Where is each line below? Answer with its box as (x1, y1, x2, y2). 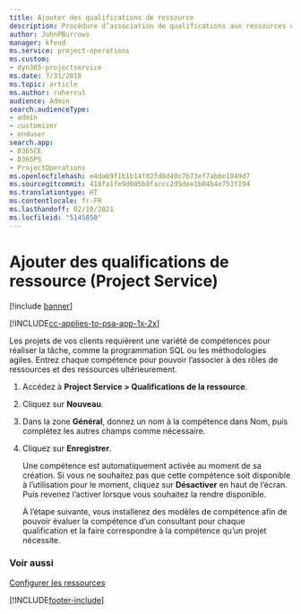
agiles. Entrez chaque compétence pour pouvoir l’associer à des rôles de (9, 354, 279, 365)
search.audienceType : (9, 105, 90, 114)
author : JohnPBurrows (9, 30, 90, 39)
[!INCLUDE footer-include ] (9, 594, 105, 605)
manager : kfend (9, 38, 66, 48)
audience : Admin (9, 96, 70, 106)
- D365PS (9, 154, 42, 164)
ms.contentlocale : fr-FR (9, 196, 102, 206)
